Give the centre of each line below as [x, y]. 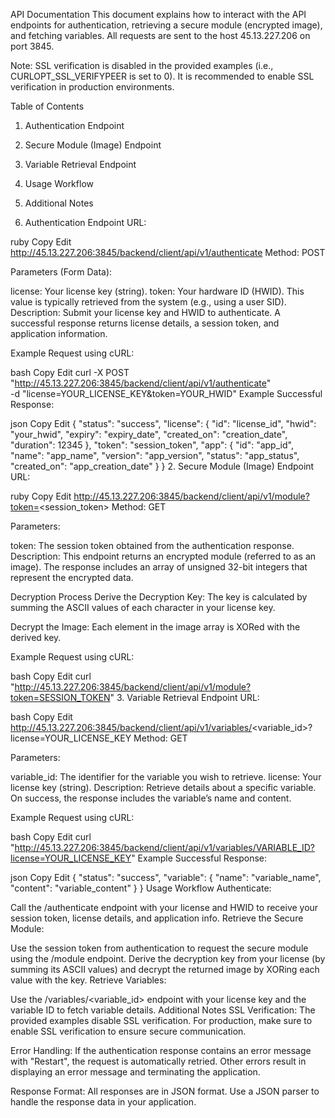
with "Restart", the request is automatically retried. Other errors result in [158, 1061]
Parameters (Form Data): [61, 272]
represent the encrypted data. [72, 577]
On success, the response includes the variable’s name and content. [151, 798]
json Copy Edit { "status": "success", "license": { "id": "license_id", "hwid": [163, 423]
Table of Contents [47, 106]
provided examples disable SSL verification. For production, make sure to [161, 1020]
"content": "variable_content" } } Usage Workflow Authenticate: [141, 888]
